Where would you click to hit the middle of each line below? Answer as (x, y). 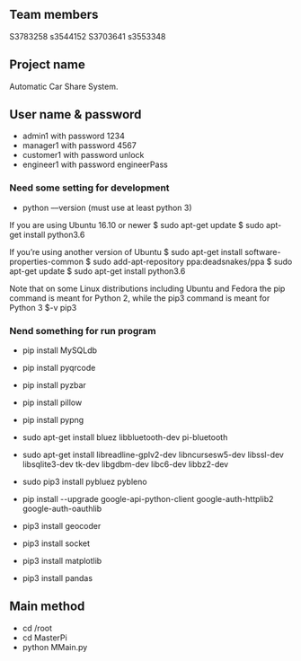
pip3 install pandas (57, 578)
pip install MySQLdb (59, 350)
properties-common (46, 261)
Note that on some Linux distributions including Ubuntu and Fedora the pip (147, 288)
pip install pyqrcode (59, 368)
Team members (54, 15)
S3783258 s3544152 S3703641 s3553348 (88, 36)
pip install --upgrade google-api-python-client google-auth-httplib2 (148, 499)
